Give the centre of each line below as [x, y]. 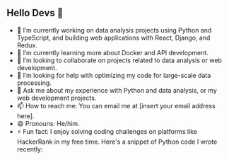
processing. [34, 83]
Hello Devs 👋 [35, 13]
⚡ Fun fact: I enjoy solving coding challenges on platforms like [107, 131]
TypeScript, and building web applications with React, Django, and [113, 38]
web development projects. [57, 98]
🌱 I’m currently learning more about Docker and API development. [113, 52]
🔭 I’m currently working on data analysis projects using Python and [114, 30]
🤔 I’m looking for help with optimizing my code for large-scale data [114, 75]
